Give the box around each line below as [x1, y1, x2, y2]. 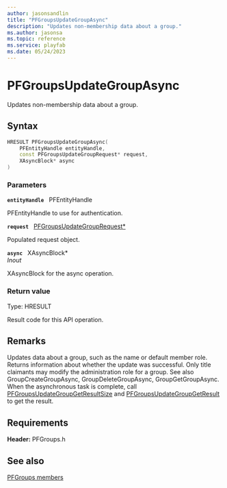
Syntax [7, 121, 38, 132]
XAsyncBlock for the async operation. [7, 269, 114, 278]
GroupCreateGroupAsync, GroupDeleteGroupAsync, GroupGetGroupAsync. [7, 375, 220, 384]
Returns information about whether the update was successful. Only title [7, 361, 211, 369]
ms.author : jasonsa [7, 29, 63, 36]
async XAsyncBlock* [7, 249, 68, 257]
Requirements [7, 417, 68, 428]
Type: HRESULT [7, 302, 52, 310]
